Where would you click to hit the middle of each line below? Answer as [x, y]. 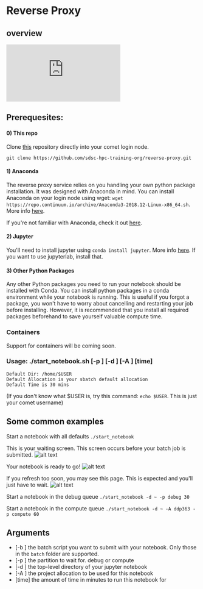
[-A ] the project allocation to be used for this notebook [84, 573]
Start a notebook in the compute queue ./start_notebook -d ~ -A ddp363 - [101, 508]
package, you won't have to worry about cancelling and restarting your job [100, 304]
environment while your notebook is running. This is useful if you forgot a [98, 297]
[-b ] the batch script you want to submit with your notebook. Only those [106, 548]
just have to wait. [28, 485]
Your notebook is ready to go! [43, 466]
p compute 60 [23, 514]
